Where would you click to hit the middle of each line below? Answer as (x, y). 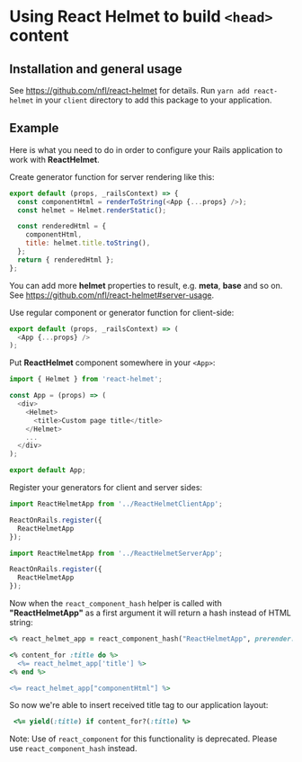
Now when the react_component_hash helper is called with (115, 604)
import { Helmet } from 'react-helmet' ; (86, 380)
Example (34, 128)
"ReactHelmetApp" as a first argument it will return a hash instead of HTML (151, 613)
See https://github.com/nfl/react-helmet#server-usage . (112, 295)
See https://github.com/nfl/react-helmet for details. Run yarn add (129, 90)
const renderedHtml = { (62, 227)
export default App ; (48, 471)
